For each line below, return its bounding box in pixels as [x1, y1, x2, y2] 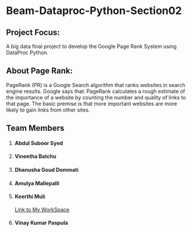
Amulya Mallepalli [14, 179, 60, 186]
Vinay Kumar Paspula [14, 219, 68, 226]
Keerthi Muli [14, 193, 46, 200]
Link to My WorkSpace [14, 206, 70, 213]
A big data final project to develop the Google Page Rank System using [6, 43, 177, 50]
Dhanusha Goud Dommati [14, 166, 79, 173]
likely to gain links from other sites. [6, 106, 90, 113]
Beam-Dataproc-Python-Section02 [6, 4, 183, 18]
